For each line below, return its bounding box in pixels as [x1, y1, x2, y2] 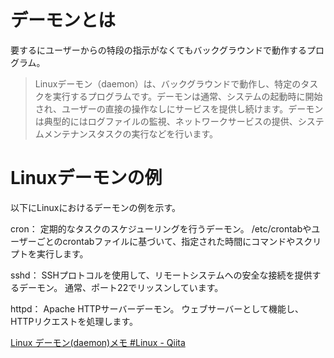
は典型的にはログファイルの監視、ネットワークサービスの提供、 [34, 115, 298, 127]
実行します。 [36, 247, 89, 260]
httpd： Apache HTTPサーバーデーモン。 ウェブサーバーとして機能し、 [10, 302, 304, 315]
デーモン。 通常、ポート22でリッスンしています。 [18, 281, 224, 293]
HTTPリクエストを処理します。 [10, 315, 139, 327]
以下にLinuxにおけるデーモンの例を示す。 [10, 201, 182, 213]
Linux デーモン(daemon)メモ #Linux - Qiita [10, 336, 186, 348]
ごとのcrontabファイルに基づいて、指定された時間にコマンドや [36, 235, 296, 247]
